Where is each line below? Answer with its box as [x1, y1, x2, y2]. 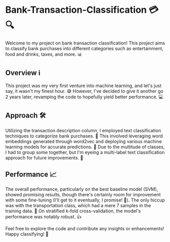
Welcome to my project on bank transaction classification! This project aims [5, 39, 165, 46]
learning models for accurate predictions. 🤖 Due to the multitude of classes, [5, 144, 165, 150]
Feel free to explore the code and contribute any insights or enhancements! [5, 226, 164, 232]
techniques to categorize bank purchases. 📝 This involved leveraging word [5, 133, 163, 139]
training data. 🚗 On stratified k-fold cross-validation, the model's [5, 208, 141, 214]
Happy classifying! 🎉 [5, 231, 49, 237]
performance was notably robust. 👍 [5, 214, 82, 220]
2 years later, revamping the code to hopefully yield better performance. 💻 [5, 93, 164, 100]
